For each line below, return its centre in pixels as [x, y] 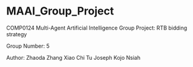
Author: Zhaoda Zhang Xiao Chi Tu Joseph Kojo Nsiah [74, 57]
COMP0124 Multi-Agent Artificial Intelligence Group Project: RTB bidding [97, 28]
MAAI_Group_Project [60, 11]
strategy [17, 34]
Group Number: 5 [28, 46]
